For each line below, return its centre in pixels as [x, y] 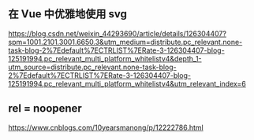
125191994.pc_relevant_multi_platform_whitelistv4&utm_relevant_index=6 [127, 83]
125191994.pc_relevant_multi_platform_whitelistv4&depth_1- [105, 58]
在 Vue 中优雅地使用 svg [68, 14]
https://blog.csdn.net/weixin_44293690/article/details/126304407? [118, 33]
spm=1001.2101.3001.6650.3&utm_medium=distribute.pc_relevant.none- [125, 42]
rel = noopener [45, 109]
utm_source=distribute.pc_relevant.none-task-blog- [93, 67]
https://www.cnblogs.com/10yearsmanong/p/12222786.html [106, 127]
